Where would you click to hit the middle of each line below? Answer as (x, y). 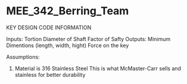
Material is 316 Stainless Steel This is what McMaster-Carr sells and (98, 68)
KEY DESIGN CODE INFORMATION (49, 27)
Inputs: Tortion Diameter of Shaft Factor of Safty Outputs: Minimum (88, 39)
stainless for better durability (50, 74)
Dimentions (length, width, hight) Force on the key (68, 45)
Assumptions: (23, 57)
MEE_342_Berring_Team (68, 11)
